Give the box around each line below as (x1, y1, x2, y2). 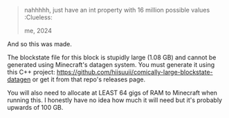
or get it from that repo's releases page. (32, 75, 146, 83)
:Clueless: (24, 13, 53, 21)
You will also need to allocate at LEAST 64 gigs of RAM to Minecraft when (7, 89, 218, 97)
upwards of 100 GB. (7, 104, 64, 111)
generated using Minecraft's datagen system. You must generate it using (7, 61, 215, 68)
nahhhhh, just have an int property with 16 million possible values (24, 6, 210, 14)
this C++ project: (7, 68, 55, 76)
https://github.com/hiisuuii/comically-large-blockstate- (56, 68, 213, 76)
